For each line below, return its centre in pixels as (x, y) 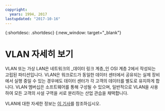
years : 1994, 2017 (29, 14)
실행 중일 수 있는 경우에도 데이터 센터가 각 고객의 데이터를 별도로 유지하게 (84, 81)
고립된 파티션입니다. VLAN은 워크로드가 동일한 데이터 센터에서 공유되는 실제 (78, 75)
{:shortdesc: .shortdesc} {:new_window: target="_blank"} (63, 33)
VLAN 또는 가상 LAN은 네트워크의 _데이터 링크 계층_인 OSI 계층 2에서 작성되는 (81, 69)
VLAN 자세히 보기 (39, 54)
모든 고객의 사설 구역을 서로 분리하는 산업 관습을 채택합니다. (71, 93)
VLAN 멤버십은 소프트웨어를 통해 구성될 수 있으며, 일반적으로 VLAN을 (82, 87)
